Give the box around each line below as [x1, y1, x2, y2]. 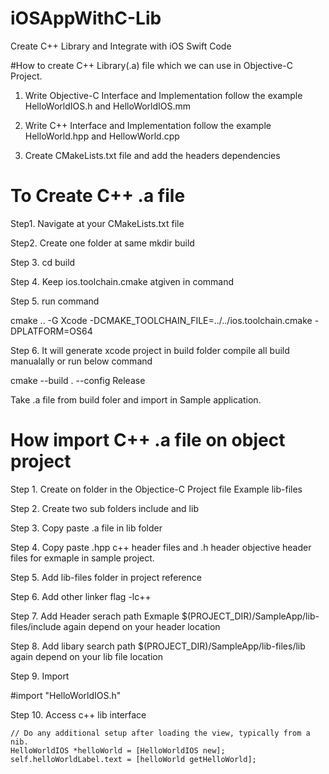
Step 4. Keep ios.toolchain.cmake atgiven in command [10, 275, 235, 287]
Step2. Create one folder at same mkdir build [10, 237, 195, 249]
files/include [10, 620, 62, 632]
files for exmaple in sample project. [10, 552, 155, 564]
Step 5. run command [10, 295, 100, 307]
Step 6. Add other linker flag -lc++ [10, 590, 152, 602]
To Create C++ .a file [10, 185, 186, 207]
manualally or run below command [10, 355, 153, 367]
